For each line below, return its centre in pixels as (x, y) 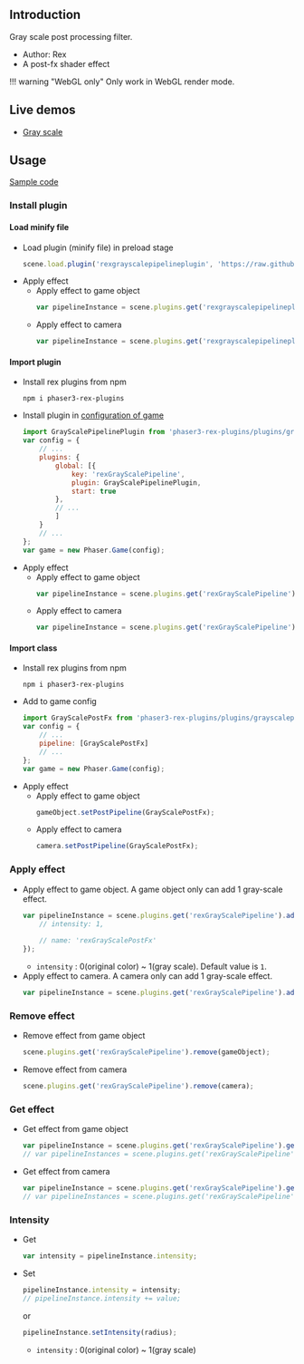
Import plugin (35, 362)
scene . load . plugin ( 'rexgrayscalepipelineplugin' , (118, 264)
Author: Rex (44, 54)
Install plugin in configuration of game (93, 415)
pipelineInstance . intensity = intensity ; (102, 1290)
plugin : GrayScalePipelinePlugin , (136, 483)
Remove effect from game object (84, 1036)
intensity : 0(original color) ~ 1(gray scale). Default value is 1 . (151, 967)
